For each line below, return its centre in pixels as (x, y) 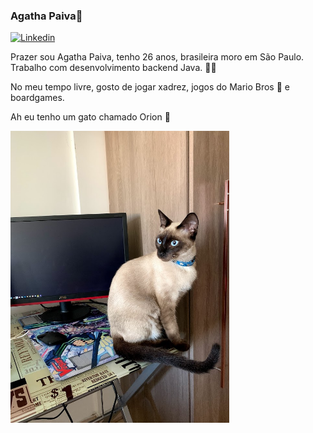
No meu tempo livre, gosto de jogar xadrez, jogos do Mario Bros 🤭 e (150, 87)
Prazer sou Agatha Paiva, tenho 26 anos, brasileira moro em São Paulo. (157, 57)
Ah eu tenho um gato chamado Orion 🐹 (90, 117)
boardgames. (37, 98)
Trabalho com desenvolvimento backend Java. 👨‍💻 (113, 68)
